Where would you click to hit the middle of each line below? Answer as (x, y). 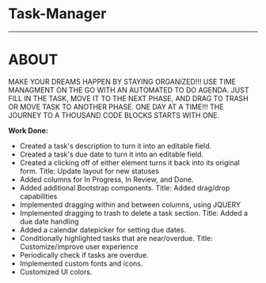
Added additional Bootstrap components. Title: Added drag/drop (125, 187)
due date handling (49, 221)
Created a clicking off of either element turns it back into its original (129, 162)
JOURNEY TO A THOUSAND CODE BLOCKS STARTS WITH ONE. (114, 115)
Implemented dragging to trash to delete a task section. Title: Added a (133, 213)
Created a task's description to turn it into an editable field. (116, 145)
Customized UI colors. (56, 272)
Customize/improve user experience (79, 247)
